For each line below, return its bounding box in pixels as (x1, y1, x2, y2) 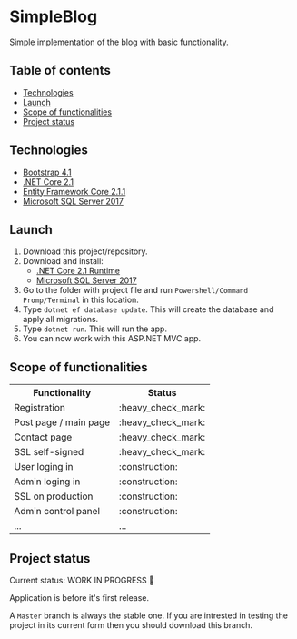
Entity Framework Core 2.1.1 (22, 186, 126, 197)
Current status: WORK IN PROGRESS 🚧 (9, 575, 154, 585)
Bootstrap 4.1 (22, 167, 72, 177)
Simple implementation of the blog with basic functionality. (9, 36, 229, 47)
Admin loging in (14, 475, 81, 488)
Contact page (14, 431, 73, 443)
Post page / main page (14, 416, 111, 429)
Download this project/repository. (22, 246, 148, 257)
